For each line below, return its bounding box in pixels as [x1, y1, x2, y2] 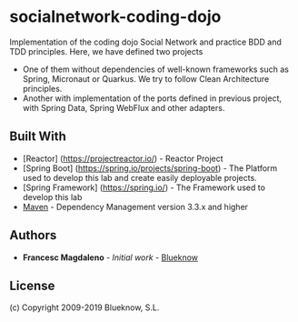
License [9, 277, 55, 293]
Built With [9, 129, 66, 145]
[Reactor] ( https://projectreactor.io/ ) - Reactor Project [22, 153, 224, 164]
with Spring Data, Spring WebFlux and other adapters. [22, 102, 225, 113]
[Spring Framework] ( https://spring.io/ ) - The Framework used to [22, 182, 266, 193]
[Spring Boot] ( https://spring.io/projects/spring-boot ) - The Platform [22, 162, 278, 174]
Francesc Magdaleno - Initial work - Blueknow [22, 252, 198, 263]
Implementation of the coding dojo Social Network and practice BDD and [9, 36, 282, 47]
